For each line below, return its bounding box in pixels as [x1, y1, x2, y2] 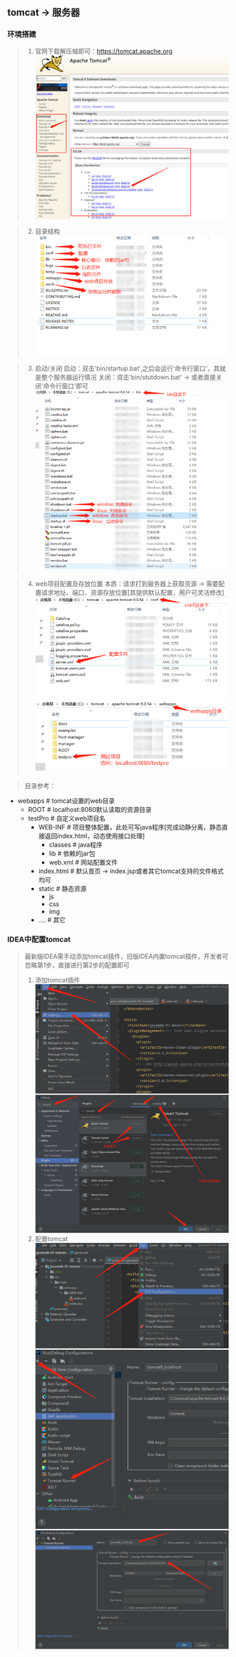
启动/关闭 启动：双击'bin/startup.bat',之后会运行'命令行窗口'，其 [34, 364, 220, 373]
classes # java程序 [48, 840, 103, 849]
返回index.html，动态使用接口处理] [44, 832, 145, 840]
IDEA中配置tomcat [7, 934, 71, 944]
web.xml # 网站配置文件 [48, 858, 118, 866]
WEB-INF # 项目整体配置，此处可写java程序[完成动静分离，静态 [38, 823, 223, 831]
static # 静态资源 [38, 884, 86, 893]
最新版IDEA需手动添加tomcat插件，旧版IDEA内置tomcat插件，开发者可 [24, 952, 229, 960]
